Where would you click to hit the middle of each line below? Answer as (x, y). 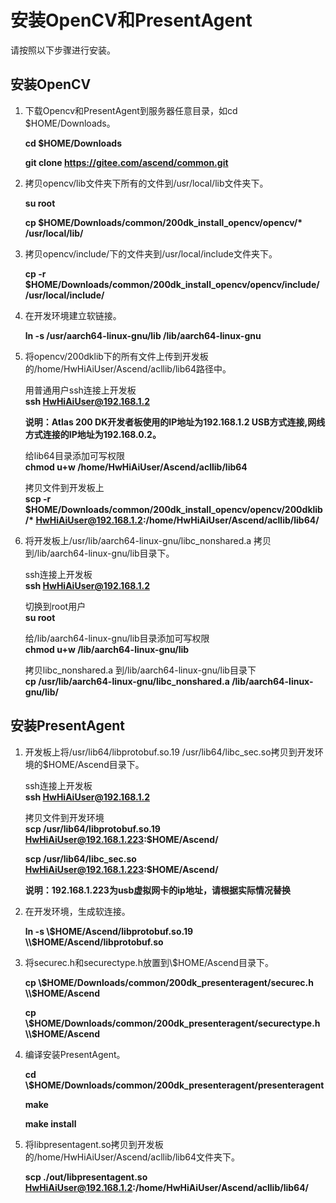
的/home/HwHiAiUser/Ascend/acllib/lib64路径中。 (128, 368)
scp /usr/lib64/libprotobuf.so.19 (92, 828)
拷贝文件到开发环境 (64, 817)
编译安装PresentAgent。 (75, 1054)
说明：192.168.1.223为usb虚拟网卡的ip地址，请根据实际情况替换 (157, 890)
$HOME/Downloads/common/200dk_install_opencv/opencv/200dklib (173, 509)
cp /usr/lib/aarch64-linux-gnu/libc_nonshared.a (127, 681)
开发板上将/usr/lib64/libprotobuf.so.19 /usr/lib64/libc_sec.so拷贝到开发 (169, 752)
